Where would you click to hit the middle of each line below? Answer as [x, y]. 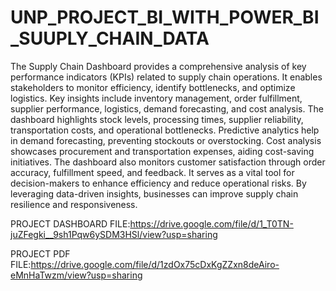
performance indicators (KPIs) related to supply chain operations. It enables [166, 77]
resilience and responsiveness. [74, 204]
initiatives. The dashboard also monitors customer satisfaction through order [168, 162]
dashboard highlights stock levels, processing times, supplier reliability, [157, 119]
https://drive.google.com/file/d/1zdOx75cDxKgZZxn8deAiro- [155, 264]
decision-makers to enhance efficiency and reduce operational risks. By [158, 183]
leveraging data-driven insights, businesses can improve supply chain [154, 193]
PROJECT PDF [40, 253]
